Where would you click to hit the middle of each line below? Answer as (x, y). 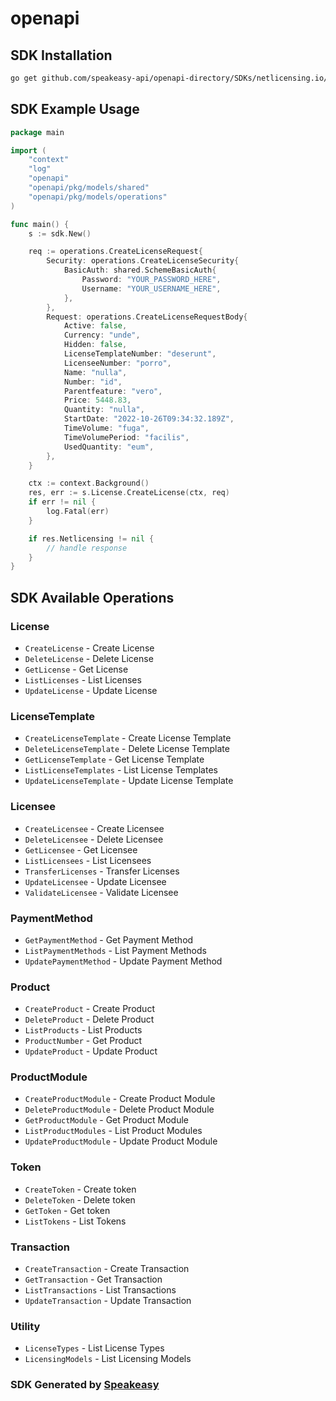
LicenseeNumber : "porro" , (117, 363)
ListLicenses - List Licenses (83, 680)
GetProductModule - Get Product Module (106, 1120)
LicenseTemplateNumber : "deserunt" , (140, 354)
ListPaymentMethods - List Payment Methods (115, 950)
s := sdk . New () (60, 233)
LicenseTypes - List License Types (94, 1348)
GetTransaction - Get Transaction (93, 1279)
